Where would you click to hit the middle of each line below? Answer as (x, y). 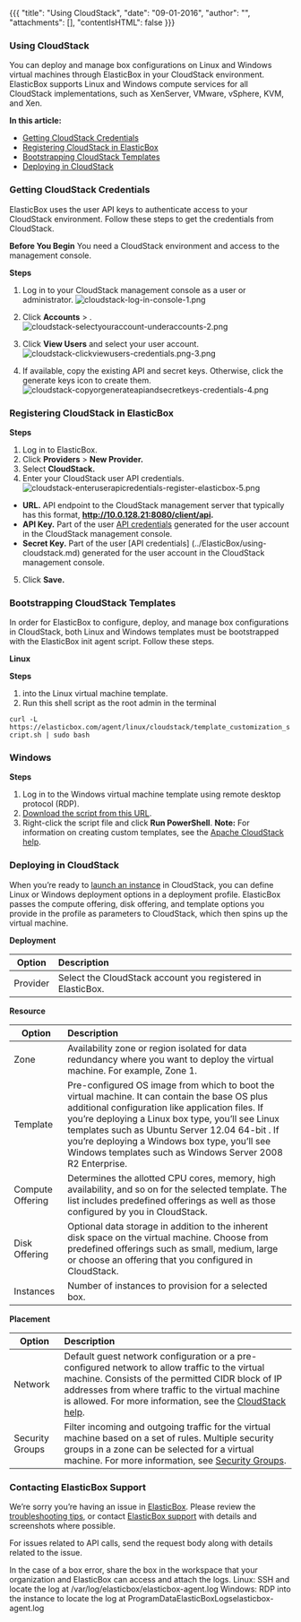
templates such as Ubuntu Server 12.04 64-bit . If (173, 1130)
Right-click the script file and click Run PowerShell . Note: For (136, 823)
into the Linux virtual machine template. (95, 694)
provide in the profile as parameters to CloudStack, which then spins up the (149, 913)
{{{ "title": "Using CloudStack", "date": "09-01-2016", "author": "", (130, 13)
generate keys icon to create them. (86, 380)
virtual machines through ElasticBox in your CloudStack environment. (137, 74)
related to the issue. (46, 1553)
